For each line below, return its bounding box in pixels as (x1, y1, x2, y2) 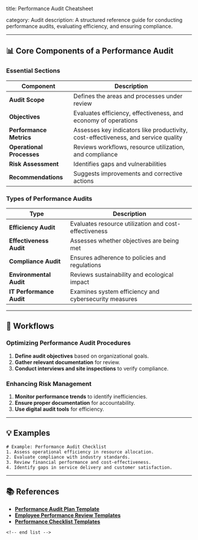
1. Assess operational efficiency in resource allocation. (6, 449, 154, 455)
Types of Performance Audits (6, 194, 93, 202)
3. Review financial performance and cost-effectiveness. (6, 459, 151, 465)
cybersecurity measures (70, 294, 138, 303)
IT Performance (9, 287, 54, 296)
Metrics (9, 133, 31, 141)
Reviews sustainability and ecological (70, 270, 174, 279)
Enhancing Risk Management (6, 379, 92, 388)
